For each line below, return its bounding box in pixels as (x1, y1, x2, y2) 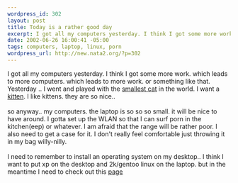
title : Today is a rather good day (7, 23, 113, 30)
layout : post (7, 17, 46, 24)
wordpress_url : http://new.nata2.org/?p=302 (7, 50, 141, 57)
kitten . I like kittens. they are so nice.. (7, 91, 115, 100)
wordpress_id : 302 (7, 10, 62, 18)
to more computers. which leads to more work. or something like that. (7, 77, 210, 85)
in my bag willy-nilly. (7, 137, 67, 145)
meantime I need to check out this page (7, 167, 123, 176)
